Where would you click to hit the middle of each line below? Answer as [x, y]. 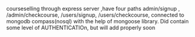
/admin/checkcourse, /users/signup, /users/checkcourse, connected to [95, 15]
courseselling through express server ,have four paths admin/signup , [93, 9]
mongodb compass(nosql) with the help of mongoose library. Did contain [97, 21]
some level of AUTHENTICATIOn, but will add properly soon [81, 27]
